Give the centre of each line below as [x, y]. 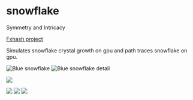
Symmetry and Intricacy [36, 27]
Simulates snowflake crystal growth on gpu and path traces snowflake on [97, 50]
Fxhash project [25, 39]
